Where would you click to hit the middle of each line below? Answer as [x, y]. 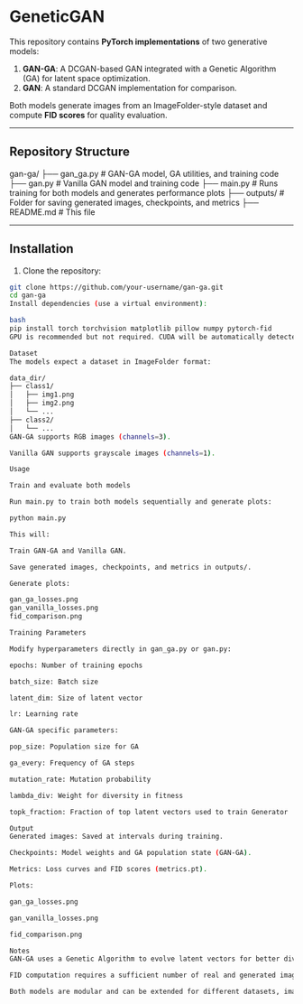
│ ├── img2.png [42, 404]
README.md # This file [53, 212]
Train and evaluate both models [70, 486]
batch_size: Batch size [54, 682]
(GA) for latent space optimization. [86, 78]
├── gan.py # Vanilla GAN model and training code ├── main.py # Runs [144, 183]
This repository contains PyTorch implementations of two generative [138, 42]
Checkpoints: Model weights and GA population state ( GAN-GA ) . [131, 853]
